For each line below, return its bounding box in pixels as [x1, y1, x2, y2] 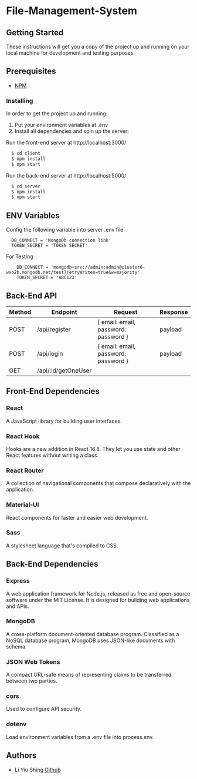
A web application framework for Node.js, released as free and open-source [6, 590, 191, 597]
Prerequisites [6, 66, 56, 76]
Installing [6, 96, 33, 105]
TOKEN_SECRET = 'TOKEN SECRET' [11, 243, 88, 249]
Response [159, 307, 188, 316]
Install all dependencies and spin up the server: [14, 128, 129, 135]
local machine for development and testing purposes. [6, 49, 135, 56]
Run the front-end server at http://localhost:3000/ [6, 139, 127, 146]
